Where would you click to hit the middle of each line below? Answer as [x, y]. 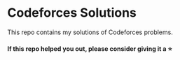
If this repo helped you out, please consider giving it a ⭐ [90, 48]
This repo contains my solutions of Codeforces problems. [90, 32]
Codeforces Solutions [72, 13]
